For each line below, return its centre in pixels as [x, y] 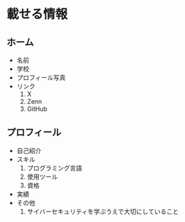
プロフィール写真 [41, 78]
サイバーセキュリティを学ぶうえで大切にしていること [103, 211]
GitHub [37, 109]
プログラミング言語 [55, 168]
